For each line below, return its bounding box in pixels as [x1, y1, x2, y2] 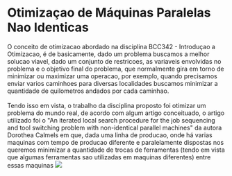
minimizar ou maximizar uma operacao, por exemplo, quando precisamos [7, 71, 217, 80]
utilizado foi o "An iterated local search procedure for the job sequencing [7, 116, 215, 124]
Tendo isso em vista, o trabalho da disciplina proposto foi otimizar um [7, 101, 206, 109]
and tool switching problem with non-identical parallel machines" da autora [7, 123, 222, 132]
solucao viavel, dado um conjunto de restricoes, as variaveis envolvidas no [7, 57, 222, 65]
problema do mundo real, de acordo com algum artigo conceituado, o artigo [7, 109, 224, 117]
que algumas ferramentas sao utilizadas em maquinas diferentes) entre [7, 152, 211, 161]
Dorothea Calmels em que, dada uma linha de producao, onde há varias [7, 130, 213, 139]
